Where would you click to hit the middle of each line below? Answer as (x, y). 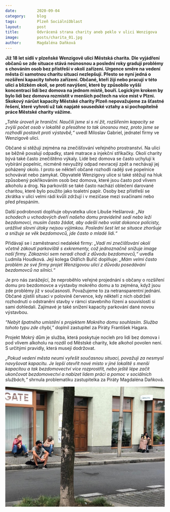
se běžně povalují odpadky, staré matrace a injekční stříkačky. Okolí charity (83, 153)
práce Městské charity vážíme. (38, 112)
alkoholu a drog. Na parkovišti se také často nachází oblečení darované (80, 185)
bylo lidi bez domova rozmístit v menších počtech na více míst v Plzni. (80, 95)
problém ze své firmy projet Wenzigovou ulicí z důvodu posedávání (75, 265)
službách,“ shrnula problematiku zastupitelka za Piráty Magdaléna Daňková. (85, 379)
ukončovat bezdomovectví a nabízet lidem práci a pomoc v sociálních (78, 374)
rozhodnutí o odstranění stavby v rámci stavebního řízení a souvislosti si (80, 301)
